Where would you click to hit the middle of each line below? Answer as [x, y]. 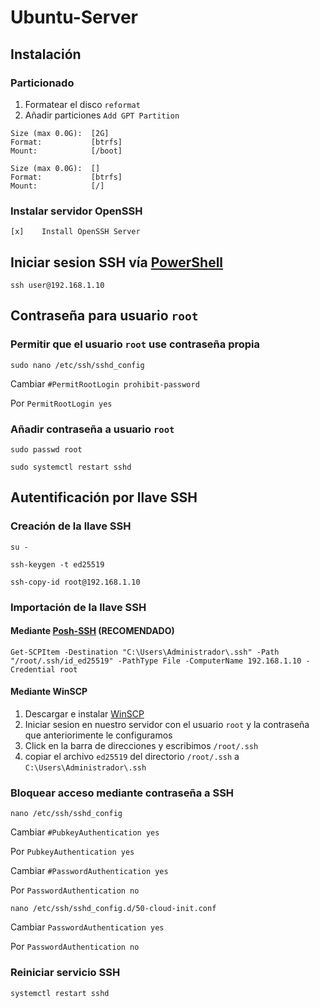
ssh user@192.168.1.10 [57, 285]
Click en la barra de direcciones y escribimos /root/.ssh [141, 745]
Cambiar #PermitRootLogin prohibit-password [105, 383]
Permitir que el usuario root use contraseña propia [135, 344]
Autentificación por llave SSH [104, 497]
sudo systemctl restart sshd [71, 467]
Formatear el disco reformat [82, 104]
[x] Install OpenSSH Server [75, 232]
